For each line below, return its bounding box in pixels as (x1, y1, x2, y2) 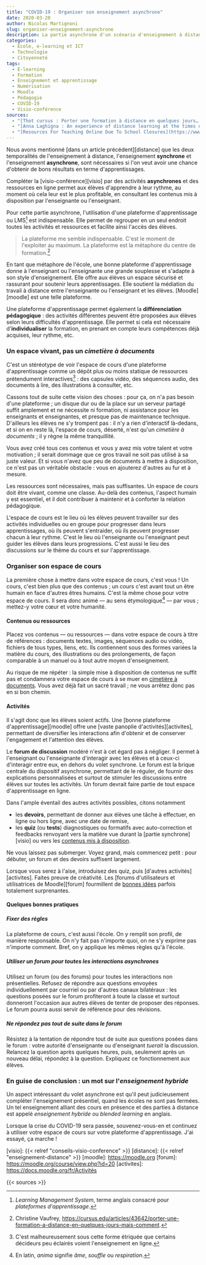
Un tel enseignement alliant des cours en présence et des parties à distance (6, 1104, 199, 1111)
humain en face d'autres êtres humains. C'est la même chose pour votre (6, 589, 189, 596)
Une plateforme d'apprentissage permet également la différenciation (6, 305, 182, 313)
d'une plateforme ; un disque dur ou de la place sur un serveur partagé (6, 400, 186, 408)
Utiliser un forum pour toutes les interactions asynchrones (6, 957, 159, 965)
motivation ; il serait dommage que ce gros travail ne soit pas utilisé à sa (6, 451, 189, 459)
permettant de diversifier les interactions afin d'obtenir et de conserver (6, 729, 186, 736)
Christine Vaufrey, (15, 1215, 61, 1222)
